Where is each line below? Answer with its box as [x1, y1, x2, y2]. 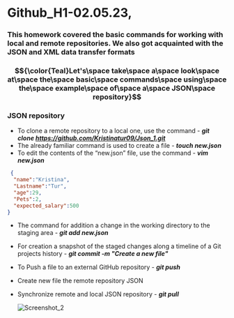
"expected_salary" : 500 [13, 202, 79, 209]
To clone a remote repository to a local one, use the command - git [17, 127, 210, 135]
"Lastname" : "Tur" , [13, 183, 68, 190]
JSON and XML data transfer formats [7, 47, 135, 57]
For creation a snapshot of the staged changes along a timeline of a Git [17, 242, 221, 250]
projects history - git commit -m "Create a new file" [17, 250, 169, 258]
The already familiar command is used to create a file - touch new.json [17, 142, 221, 150]
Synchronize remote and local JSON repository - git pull [17, 290, 179, 298]
